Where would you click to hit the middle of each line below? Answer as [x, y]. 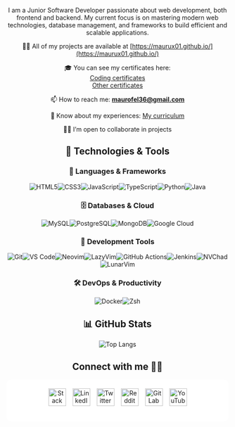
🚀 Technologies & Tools [118, 152]
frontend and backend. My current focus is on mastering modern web [118, 18]
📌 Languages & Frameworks [118, 172]
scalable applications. [118, 32]
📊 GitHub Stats [118, 324]
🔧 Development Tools [118, 241]
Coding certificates [118, 78]
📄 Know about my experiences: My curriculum [118, 116]
